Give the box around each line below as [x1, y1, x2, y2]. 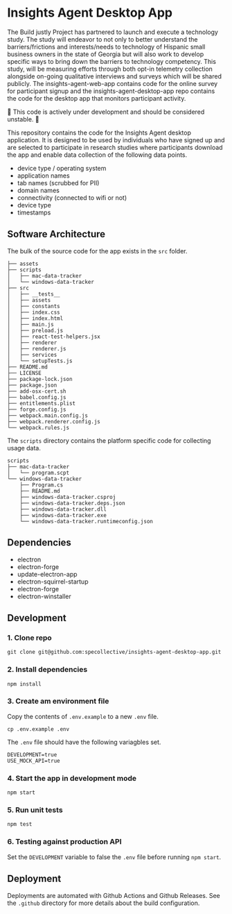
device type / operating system [17, 164, 107, 172]
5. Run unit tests [7, 805, 64, 815]
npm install [7, 680, 42, 688]
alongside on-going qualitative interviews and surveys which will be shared [7, 71, 222, 81]
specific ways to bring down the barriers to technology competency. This [7, 57, 217, 65]
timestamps [17, 208, 51, 217]
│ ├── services [7, 351, 57, 358]
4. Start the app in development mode [7, 773, 137, 783]
